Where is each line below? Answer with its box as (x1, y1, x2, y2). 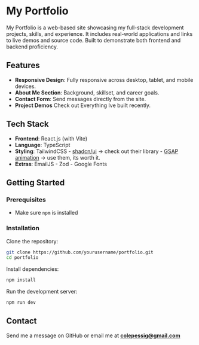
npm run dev (6, 300, 36, 306)
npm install (6, 277, 36, 283)
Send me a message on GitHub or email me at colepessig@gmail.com (6, 332, 180, 339)
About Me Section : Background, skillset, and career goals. (14, 88, 160, 96)
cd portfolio (6, 255, 39, 261)
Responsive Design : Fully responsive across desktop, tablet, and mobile (14, 76, 194, 83)
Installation (6, 224, 40, 233)
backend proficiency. (6, 43, 59, 50)
